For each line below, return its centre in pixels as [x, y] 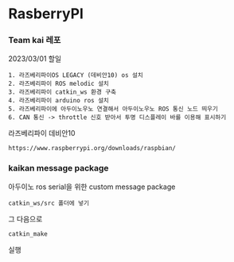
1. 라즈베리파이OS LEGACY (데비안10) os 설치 [76, 75]
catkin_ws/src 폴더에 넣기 [49, 203]
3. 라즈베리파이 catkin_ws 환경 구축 [62, 92]
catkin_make [28, 234]
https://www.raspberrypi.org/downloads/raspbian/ [92, 148]
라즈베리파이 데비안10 [42, 133]
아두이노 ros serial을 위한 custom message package [92, 187]
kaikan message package [58, 168]
